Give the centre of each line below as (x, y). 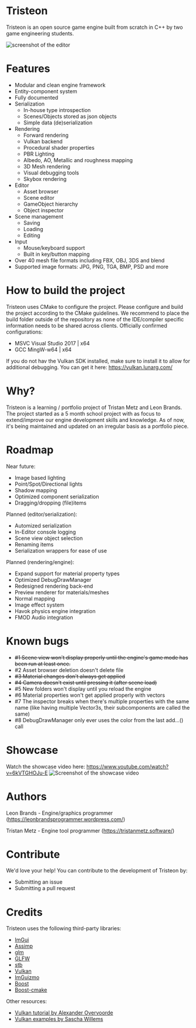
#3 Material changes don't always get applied (70, 676)
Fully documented (36, 97)
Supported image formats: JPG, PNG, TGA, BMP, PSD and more (92, 266)
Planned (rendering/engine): (40, 562)
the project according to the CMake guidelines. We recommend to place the (98, 313)
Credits (24, 912)
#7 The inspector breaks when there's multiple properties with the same (102, 701)
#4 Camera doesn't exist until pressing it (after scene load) (86, 683)
